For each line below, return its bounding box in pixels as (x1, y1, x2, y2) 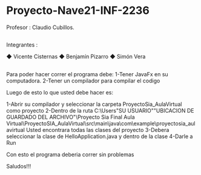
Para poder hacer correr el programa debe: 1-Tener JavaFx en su (6, 70, 168, 78)
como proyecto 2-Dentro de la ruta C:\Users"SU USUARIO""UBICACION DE (6, 107, 194, 114)
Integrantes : (6, 41, 38, 48)
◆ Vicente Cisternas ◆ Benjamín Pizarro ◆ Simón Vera (6, 53, 146, 61)
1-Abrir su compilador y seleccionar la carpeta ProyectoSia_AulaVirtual (6, 101, 182, 108)
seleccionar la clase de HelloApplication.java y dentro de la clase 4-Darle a (6, 133, 193, 140)
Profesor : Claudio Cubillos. (6, 24, 74, 31)
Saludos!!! (6, 162, 31, 170)
